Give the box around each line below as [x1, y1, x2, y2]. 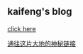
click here [7, 24, 37, 33]
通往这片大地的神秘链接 [7, 39, 76, 48]
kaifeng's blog [7, 6, 72, 18]
